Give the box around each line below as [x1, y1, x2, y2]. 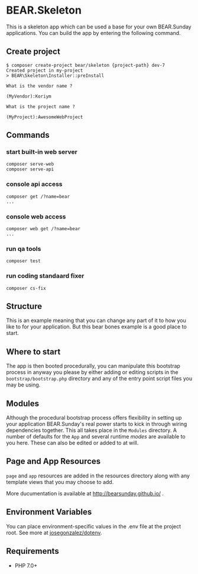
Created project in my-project [6, 67, 83, 73]
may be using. [6, 381, 41, 388]
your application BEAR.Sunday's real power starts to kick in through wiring [6, 421, 187, 428]
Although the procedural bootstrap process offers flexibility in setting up [6, 414, 182, 421]
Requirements [6, 546, 59, 556]
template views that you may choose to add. [6, 478, 114, 485]
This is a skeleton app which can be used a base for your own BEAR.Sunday [6, 23, 191, 30]
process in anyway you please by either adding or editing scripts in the [6, 369, 178, 376]
